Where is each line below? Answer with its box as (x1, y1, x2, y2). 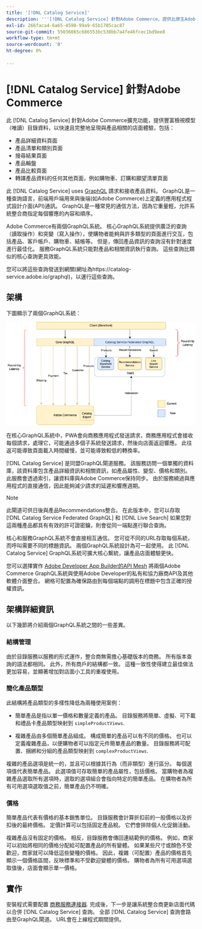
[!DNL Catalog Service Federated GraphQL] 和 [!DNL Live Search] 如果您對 (6, 514, 191, 522)
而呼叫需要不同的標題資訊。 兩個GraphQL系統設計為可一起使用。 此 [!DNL (6, 542, 189, 549)
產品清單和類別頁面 (14, 144, 63, 152)
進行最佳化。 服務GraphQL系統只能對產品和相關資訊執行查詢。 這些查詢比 (6, 245, 189, 252)
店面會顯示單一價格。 (26, 864, 80, 872)
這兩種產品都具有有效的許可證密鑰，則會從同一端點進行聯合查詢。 (6, 522, 170, 529)
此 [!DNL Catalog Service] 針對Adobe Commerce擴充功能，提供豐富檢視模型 (6, 116, 196, 123)
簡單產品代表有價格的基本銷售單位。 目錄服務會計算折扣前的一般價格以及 (6, 814, 187, 821)
